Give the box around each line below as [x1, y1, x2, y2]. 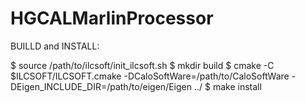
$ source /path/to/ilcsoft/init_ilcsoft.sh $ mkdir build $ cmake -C [10, 59, 275, 71]
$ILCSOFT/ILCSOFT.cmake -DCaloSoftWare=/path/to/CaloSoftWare [10, 70, 290, 82]
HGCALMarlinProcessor [10, 7, 214, 30]
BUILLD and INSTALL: [10, 40, 100, 52]
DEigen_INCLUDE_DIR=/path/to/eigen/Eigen [10, 80, 193, 92]
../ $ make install [193, 80, 262, 92]
